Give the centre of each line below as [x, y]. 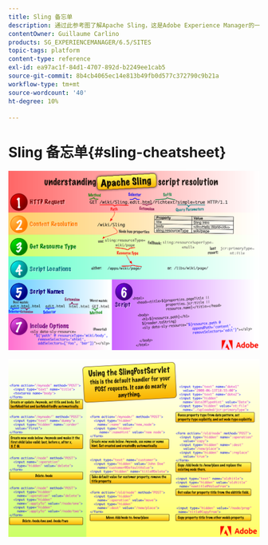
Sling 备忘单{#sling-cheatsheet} [117, 153]
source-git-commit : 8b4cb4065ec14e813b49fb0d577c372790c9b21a [114, 76]
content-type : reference [49, 59]
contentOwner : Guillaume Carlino [64, 34]
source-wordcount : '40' [48, 93]
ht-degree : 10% [33, 101]
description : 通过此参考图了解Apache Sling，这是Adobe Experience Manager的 [132, 25]
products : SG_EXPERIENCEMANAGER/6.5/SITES [80, 42]
